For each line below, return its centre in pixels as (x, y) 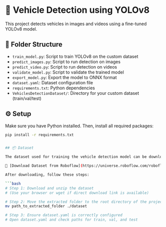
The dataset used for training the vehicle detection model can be (76, 157)
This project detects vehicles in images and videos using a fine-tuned (76, 24)
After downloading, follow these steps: (47, 175)
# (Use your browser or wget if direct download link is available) (77, 193)
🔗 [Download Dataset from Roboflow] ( (44, 166)
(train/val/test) (27, 98)
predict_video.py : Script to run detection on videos (65, 67)
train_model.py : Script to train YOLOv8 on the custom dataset (75, 56)
